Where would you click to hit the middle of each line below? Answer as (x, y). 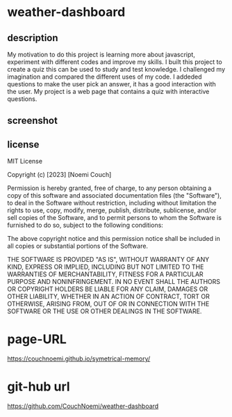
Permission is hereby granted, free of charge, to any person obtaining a (109, 188)
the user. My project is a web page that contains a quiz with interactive (108, 92)
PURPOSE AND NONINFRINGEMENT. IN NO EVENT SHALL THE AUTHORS (114, 282)
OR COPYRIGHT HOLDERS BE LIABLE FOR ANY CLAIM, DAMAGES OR (108, 289)
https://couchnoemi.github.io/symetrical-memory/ (79, 359)
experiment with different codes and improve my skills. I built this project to (115, 62)
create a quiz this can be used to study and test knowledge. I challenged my (116, 69)
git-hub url (39, 387)
